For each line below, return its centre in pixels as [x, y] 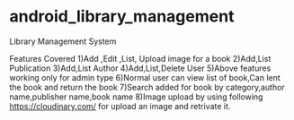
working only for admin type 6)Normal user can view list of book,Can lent [145, 77]
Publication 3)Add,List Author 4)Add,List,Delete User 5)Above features [140, 68]
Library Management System [63, 41]
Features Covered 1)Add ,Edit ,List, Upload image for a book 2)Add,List [140, 58]
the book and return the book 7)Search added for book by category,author [147, 87]
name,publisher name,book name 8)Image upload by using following [136, 97]
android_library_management [122, 17]
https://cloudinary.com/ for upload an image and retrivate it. [120, 106]
